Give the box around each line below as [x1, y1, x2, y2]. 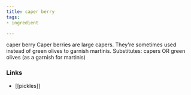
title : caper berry [6, 8, 55, 15]
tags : [6, 14, 20, 20]
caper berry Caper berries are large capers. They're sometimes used [6, 41, 177, 48]
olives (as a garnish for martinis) [6, 54, 86, 61]
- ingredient [6, 20, 39, 26]
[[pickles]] [14, 82, 41, 89]
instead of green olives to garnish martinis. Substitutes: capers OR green [6, 47, 186, 55]
